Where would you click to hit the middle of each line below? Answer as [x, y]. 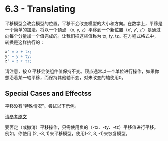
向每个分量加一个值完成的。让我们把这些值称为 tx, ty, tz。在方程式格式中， [82, 36]
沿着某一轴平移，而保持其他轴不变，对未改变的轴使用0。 [68, 77]
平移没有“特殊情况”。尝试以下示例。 [42, 106]
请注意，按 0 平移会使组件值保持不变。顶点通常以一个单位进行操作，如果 [80, 71]
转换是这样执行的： [25, 42]
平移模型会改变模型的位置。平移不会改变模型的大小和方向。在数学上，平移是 [84, 23]
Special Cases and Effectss [48, 93]
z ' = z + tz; [19, 61]
